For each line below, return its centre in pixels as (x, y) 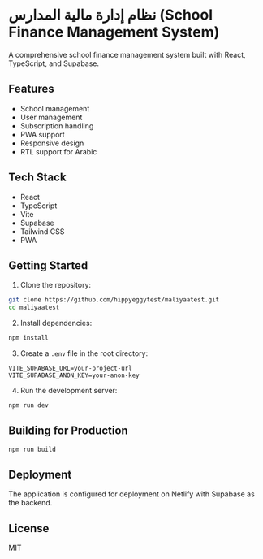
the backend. (30, 503)
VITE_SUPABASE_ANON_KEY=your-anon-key (74, 375)
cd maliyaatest (34, 308)
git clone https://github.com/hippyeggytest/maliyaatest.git (114, 300)
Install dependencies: (56, 323)
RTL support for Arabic (58, 151)
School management (55, 108)
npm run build (32, 449)
